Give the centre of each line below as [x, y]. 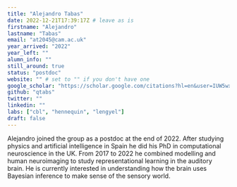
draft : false [26, 118]
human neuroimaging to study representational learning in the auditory [110, 161]
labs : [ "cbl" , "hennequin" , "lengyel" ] [66, 112]
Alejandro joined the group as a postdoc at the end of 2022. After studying [116, 138]
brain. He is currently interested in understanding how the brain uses [107, 168]
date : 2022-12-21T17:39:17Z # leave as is [71, 20]
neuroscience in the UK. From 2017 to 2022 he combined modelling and [112, 153]
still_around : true [36, 66]
